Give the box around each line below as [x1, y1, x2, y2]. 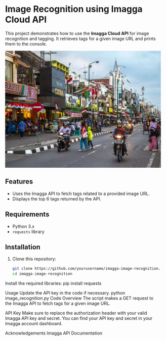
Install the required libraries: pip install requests [5, 281, 102, 287]
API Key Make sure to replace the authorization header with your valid [5, 310, 147, 316]
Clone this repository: [12, 256, 56, 262]
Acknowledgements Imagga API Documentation [5, 330, 103, 336]
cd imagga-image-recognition [12, 271, 73, 277]
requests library [12, 229, 44, 235]
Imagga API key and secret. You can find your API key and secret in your [5, 315, 153, 321]
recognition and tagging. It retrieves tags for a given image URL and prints [5, 36, 156, 42]
